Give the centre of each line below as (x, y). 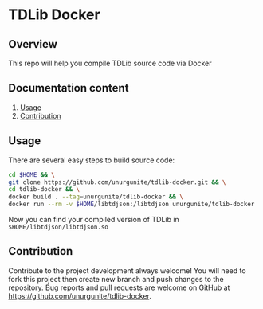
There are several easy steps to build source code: (92, 160)
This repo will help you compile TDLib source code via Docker (110, 63)
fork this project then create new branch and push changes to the (116, 279)
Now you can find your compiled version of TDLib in (94, 219)
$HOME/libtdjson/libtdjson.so (59, 227)
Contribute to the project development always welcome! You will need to (127, 270)
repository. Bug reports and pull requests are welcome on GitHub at (119, 287)
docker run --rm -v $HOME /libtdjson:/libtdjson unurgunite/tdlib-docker (131, 205)
